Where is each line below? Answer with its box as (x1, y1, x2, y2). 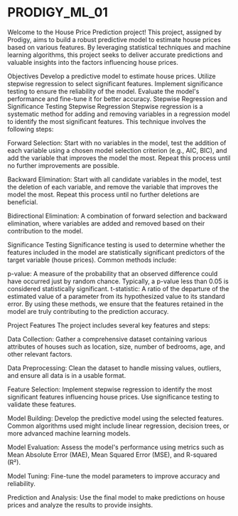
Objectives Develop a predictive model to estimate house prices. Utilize (7, 72, 216, 80)
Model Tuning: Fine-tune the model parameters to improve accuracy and (7, 471, 220, 480)
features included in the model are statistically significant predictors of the (7, 248, 225, 256)
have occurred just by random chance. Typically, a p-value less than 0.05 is (7, 277, 229, 285)
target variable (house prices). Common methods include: (7, 256, 177, 264)
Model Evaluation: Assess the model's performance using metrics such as (7, 443, 225, 451)
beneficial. (7, 197, 38, 206)
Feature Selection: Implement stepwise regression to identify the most (7, 385, 212, 394)
